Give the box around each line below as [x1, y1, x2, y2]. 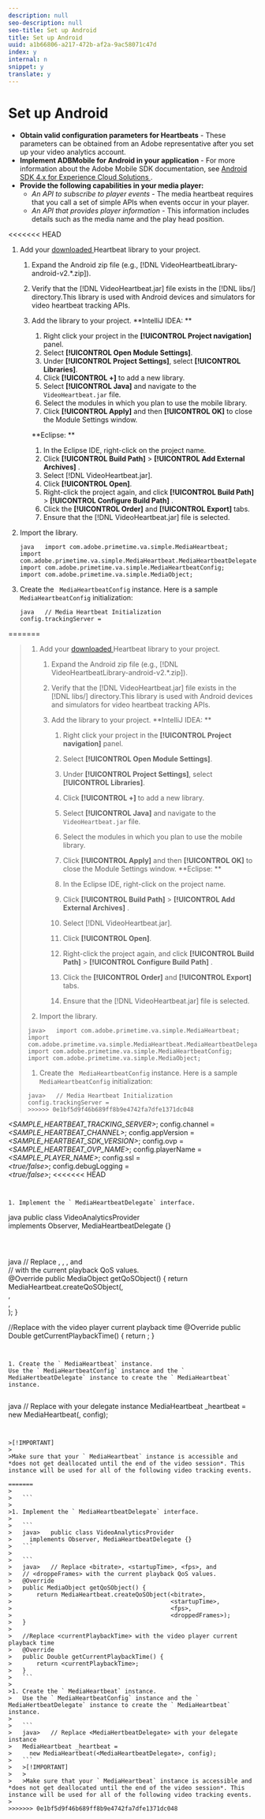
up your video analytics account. [19, 147, 126, 156]
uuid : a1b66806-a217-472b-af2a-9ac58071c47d [8, 41, 157, 49]
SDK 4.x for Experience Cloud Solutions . [19, 172, 153, 181]
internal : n [8, 56, 47, 64]
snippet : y [8, 63, 44, 71]
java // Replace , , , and [8, 1257, 83, 1266]
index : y [8, 48, 37, 56]
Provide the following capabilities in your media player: [19, 181, 204, 190]
